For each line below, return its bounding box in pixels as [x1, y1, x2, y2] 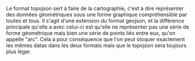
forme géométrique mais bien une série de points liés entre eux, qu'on [6, 30, 176, 37]
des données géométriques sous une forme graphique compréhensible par [6, 11, 187, 18]
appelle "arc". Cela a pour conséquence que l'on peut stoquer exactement [6, 36, 186, 42]
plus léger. [6, 48, 32, 55]
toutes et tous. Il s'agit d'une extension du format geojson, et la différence [6, 17, 184, 24]
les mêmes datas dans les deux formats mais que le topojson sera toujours [6, 42, 187, 49]
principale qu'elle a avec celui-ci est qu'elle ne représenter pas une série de [6, 23, 189, 30]
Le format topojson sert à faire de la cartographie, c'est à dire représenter [6, 5, 184, 12]
